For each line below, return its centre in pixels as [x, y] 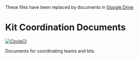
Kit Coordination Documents [65, 27]
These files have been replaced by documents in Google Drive [69, 7]
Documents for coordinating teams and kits [50, 51]
